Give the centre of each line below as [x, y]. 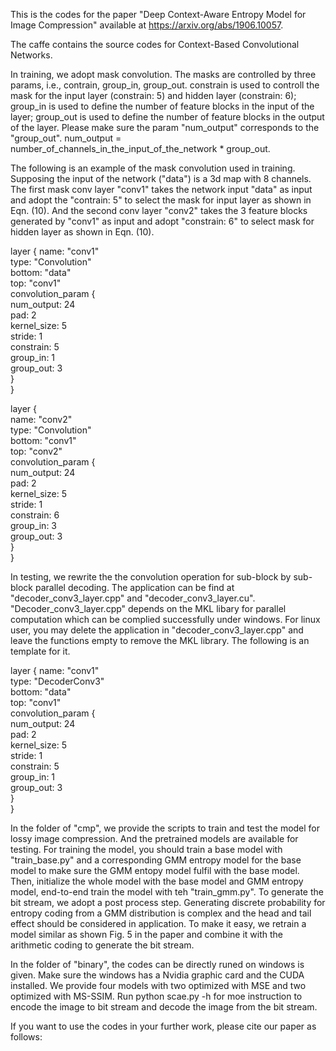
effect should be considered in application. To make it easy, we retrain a [158, 923]
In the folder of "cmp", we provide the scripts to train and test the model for [165, 828]
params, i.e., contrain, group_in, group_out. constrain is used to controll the [165, 85]
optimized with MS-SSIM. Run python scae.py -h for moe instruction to [156, 996]
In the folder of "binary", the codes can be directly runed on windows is [157, 964]
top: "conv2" [36, 451]
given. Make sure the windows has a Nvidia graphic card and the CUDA [157, 975]
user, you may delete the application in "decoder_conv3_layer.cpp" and [157, 630]
